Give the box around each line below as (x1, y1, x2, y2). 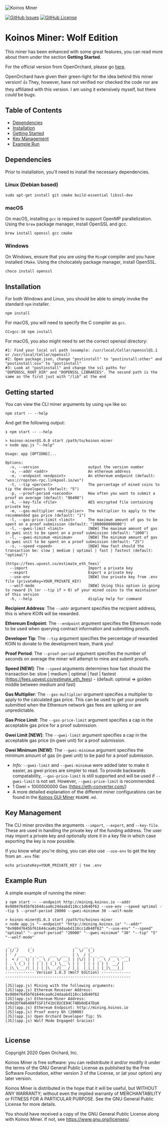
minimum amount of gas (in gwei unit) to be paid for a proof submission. (5, 752, 154, 758)
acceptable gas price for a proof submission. (5, 722, 97, 728)
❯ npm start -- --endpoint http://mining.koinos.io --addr (5, 899, 131, 905)
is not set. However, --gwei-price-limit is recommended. (36, 778, 156, 784)
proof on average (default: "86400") (5, 495, 84, 501)
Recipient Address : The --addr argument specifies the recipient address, (5, 605, 156, 611)
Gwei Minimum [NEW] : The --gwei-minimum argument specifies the (5, 747, 143, 753)
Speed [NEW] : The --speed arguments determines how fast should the (5, 665, 151, 671)
